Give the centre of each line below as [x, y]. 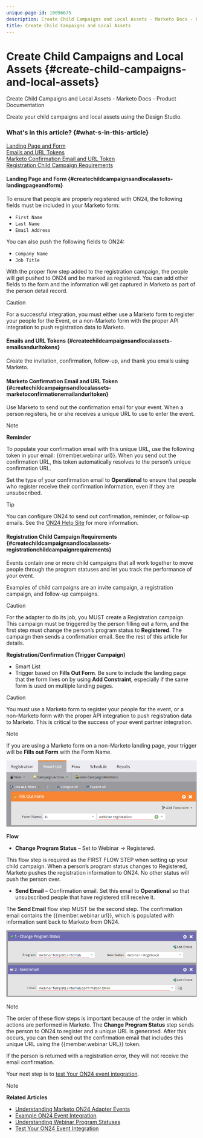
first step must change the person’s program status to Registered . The [94, 630]
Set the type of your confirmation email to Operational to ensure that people [101, 480]
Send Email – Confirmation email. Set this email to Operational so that [102, 890]
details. [15, 643]
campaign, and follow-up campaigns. [53, 594]
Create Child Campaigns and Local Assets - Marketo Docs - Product [91, 99]
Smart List [28, 666]
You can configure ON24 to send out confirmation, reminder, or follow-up [98, 516]
